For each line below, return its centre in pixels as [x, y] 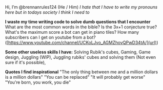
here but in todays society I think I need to [47, 12]
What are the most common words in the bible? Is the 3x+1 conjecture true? [81, 27]
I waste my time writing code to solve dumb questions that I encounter [78, 22]
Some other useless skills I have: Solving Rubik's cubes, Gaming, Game [78, 52]
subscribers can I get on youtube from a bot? [51, 37]
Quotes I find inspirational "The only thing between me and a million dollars [81, 72]
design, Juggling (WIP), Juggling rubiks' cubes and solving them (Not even [81, 57]
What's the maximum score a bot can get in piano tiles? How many [72, 32]
